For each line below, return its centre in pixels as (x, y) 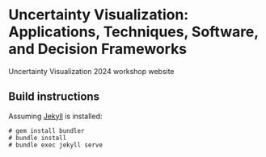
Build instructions (54, 97)
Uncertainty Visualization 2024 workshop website (92, 71)
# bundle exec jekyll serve (56, 145)
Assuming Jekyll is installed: (55, 116)
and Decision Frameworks (98, 49)
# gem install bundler (46, 130)
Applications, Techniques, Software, (133, 32)
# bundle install (38, 138)
